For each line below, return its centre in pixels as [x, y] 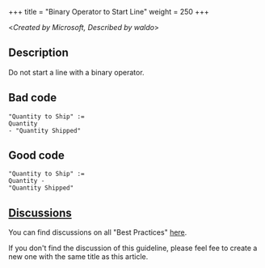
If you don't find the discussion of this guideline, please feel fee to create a [133, 248]
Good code [36, 156]
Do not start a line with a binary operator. [76, 72]
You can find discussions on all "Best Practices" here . [98, 232]
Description [38, 53]
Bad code [33, 98]
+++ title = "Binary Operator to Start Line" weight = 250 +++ [109, 12]
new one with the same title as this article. [78, 257]
